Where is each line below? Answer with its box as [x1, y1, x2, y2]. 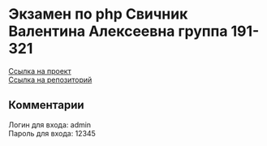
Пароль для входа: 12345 [8, 128, 96, 138]
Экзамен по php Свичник [8, 5, 188, 24]
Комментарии [8, 98, 84, 112]
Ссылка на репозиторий [8, 75, 93, 84]
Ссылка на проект [8, 66, 71, 75]
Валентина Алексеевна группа [8, 22, 228, 41]
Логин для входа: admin [8, 119, 92, 130]
